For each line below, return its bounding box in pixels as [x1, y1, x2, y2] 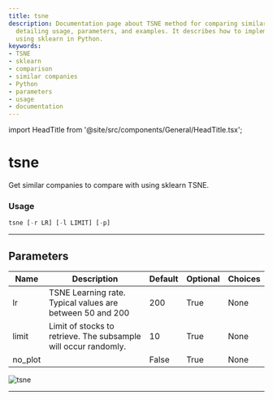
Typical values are [48, 298, 119, 309]
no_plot [12, 354, 41, 366]
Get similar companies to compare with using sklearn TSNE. [8, 180, 210, 190]
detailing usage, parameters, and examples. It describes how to [15, 27, 242, 35]
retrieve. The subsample [48, 331, 141, 342]
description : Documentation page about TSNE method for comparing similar [8, 20, 267, 28]
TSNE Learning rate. [48, 287, 126, 298]
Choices [227, 273, 261, 285]
